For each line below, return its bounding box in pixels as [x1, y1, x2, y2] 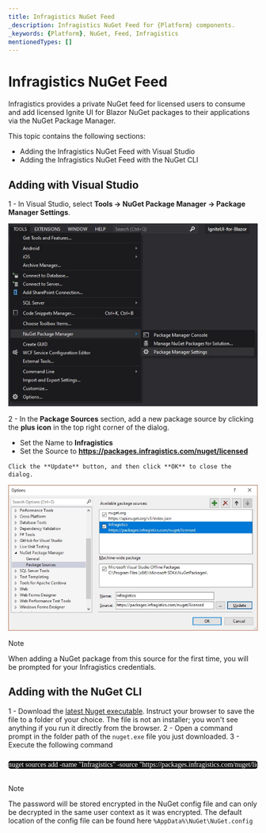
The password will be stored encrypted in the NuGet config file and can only [8, 799, 257, 808]
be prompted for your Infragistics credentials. [8, 663, 157, 672]
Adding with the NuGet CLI [8, 686, 142, 699]
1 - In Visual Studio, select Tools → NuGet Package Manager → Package [8, 199, 246, 208]
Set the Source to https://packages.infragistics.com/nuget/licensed [19, 446, 249, 456]
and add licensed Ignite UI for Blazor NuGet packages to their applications [8, 108, 250, 117]
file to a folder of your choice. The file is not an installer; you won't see [8, 714, 239, 724]
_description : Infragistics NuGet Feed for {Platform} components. [8, 21, 236, 29]
